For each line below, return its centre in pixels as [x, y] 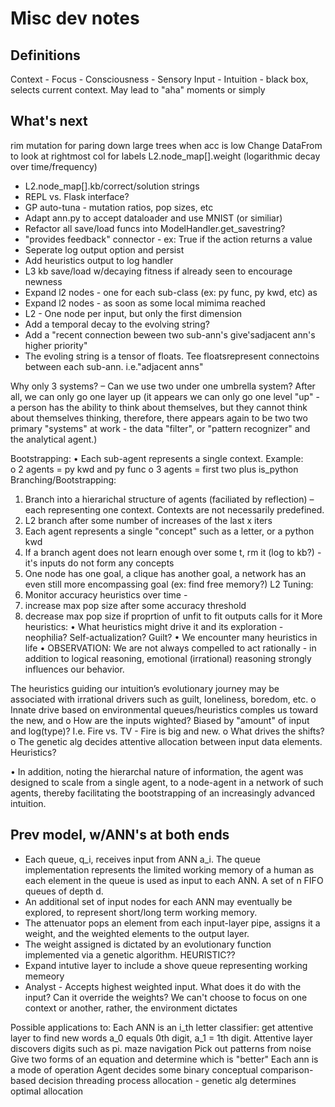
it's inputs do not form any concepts [99, 563]
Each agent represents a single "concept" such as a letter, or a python [169, 531]
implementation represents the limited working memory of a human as [169, 869]
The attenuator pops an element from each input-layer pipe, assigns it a [172, 923]
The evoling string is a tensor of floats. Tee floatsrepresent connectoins [172, 356]
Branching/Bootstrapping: [63, 479]
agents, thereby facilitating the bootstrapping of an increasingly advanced [162, 793]
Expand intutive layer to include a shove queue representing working [166, 965]
